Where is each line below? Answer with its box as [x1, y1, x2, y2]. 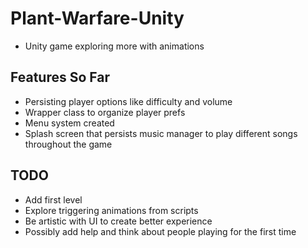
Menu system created [24, 117, 115, 129]
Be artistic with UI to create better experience [24, 215, 213, 227]
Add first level [24, 193, 83, 206]
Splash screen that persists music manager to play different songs [24, 127, 298, 139]
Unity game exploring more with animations [24, 40, 205, 52]
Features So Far [10, 69, 110, 86]
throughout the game [24, 138, 113, 150]
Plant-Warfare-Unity [10, 7, 185, 30]
